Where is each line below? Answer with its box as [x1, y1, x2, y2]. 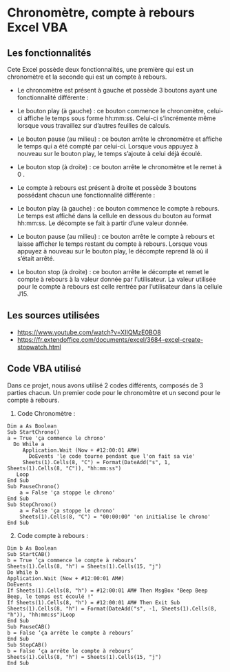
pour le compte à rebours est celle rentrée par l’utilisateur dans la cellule [17, 282, 222, 291]
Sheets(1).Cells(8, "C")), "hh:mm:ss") [7, 465, 122, 472]
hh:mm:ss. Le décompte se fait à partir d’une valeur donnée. [17, 219, 189, 227]
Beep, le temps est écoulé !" [7, 593, 94, 600]
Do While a [13, 441, 45, 448]
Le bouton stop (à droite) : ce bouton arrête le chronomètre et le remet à [17, 163, 222, 171]
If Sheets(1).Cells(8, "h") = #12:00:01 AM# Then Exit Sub [7, 599, 180, 606]
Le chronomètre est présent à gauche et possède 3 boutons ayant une [17, 86, 218, 94]
